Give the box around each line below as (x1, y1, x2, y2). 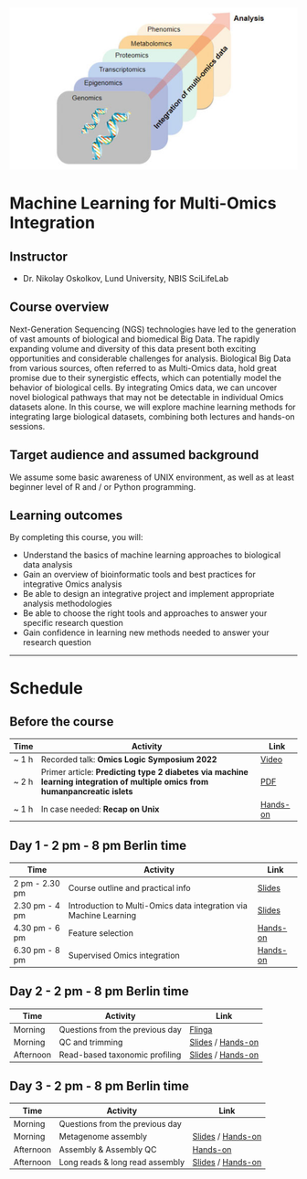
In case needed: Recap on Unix (40, 803, 160, 815)
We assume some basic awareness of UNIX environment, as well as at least (9, 472, 294, 483)
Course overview (9, 300, 110, 315)
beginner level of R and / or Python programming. (9, 481, 196, 492)
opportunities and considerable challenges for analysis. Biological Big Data (9, 353, 291, 364)
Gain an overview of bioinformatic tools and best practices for (22, 569, 256, 580)
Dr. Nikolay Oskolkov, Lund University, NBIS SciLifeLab (22, 272, 229, 283)
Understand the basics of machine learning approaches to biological (22, 549, 281, 560)
